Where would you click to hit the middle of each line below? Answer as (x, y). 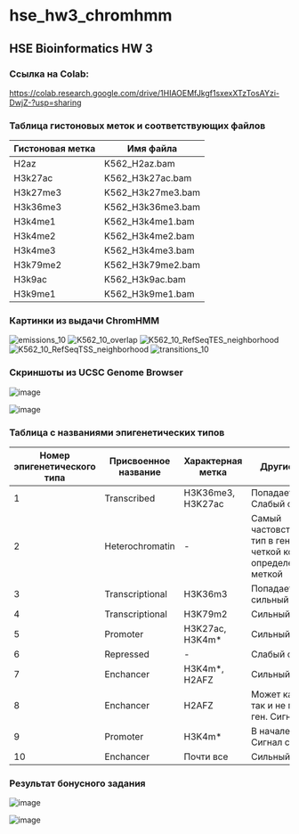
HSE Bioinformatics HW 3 (81, 49)
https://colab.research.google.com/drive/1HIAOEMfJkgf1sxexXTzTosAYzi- (145, 93)
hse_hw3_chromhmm (91, 16)
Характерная (213, 462)
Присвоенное (140, 462)
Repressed (127, 654)
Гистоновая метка (55, 149)
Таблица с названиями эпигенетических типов (117, 432)
